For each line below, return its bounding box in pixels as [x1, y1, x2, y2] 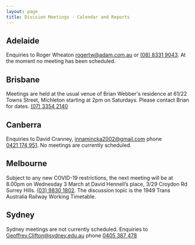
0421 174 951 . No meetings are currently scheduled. [6, 142, 132, 149]
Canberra [6, 120, 42, 130]
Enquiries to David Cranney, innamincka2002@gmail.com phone [6, 135, 162, 142]
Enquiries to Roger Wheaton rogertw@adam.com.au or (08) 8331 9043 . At [6, 51, 186, 59]
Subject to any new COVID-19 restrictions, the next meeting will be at [6, 174, 173, 181]
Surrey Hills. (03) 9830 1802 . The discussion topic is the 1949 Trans [6, 186, 170, 194]
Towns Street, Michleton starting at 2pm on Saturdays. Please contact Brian [6, 96, 189, 103]
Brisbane [6, 75, 40, 85]
